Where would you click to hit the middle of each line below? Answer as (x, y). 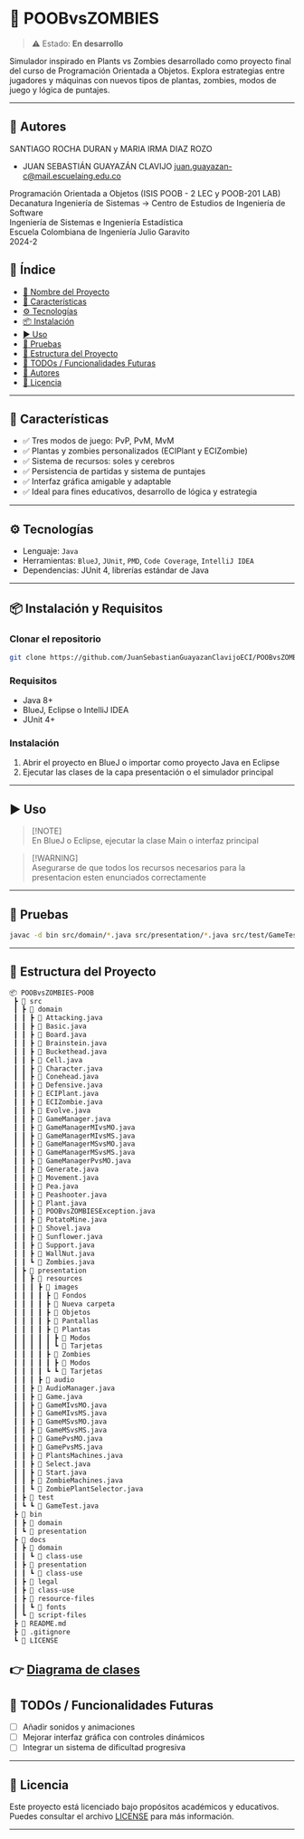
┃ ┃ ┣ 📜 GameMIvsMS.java (60, 1414)
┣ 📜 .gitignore (42, 1633)
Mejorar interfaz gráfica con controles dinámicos (114, 1738)
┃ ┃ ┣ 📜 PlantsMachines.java (68, 1455)
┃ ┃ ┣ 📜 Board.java (50, 1035)
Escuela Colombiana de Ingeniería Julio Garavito (100, 232)
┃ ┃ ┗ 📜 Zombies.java (54, 1262)
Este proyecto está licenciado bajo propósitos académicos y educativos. (144, 1807)
